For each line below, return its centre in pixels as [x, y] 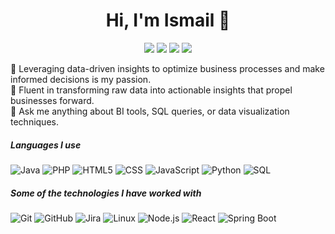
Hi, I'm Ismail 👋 [168, 20]
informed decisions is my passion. [81, 79]
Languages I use [46, 145]
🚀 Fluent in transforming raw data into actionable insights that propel [151, 90]
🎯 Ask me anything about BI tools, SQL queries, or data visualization [150, 111]
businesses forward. [52, 100]
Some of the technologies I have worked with [106, 193]
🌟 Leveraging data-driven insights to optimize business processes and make [167, 68]
